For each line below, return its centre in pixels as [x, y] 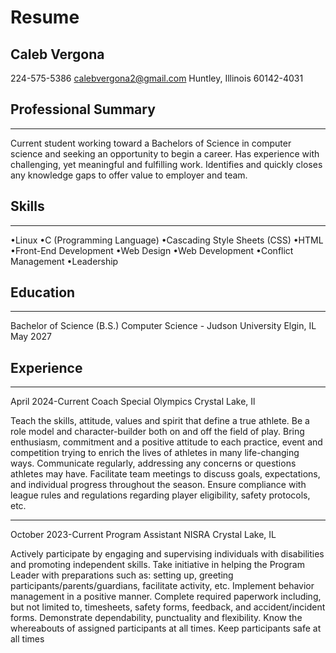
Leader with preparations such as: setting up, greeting [122, 575]
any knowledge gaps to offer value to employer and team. [129, 175]
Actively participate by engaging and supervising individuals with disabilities [167, 554]
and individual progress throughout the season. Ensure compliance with [158, 485]
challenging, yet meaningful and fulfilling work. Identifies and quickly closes [166, 164]
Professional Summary [83, 109]
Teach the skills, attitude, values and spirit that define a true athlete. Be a [160, 421]
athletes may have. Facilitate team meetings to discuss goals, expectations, [165, 474]
